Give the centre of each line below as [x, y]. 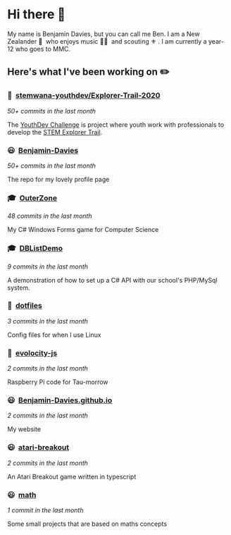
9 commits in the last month [48, 266]
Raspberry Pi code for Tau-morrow [58, 382]
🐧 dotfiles [25, 306]
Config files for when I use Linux [54, 335]
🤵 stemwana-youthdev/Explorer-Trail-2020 [84, 96]
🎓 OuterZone [32, 198]
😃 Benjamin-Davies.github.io [60, 400]
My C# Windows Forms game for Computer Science [83, 230]
